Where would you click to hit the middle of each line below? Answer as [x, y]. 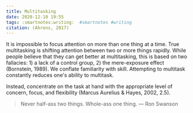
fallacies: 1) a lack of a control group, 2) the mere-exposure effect [85, 63]
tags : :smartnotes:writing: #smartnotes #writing [69, 22]
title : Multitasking [31, 11]
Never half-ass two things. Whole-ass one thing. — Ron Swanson [99, 104]
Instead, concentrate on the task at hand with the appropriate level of [89, 86]
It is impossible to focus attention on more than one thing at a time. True [93, 44]
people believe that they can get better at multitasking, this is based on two [96, 57]
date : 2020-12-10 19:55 [35, 17]
